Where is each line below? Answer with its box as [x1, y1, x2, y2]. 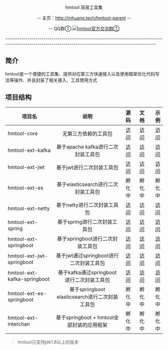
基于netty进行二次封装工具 [56, 201, 118, 208]
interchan [7, 320, 30, 327]
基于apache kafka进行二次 [56, 143, 118, 150]
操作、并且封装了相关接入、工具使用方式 [13, 77, 97, 83]
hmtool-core [7, 129, 38, 136]
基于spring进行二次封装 [57, 218, 112, 225]
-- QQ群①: [48, 25, 72, 31]
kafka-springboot [7, 275, 50, 282]
